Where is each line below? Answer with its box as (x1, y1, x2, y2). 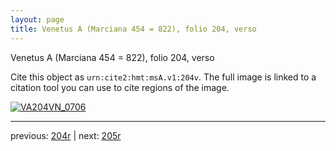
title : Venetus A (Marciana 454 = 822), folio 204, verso (10, 24, 257, 34)
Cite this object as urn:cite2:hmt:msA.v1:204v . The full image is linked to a (10, 71, 317, 83)
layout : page (10, 14, 65, 25)
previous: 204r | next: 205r (10, 129, 122, 141)
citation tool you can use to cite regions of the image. (10, 81, 230, 93)
